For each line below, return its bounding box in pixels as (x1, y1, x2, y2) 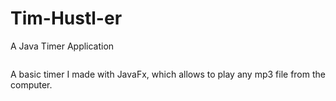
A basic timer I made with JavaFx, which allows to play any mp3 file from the (10, 68, 326, 80)
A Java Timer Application (10, 40, 115, 52)
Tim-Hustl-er (10, 7, 123, 30)
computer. (10, 78, 53, 91)
